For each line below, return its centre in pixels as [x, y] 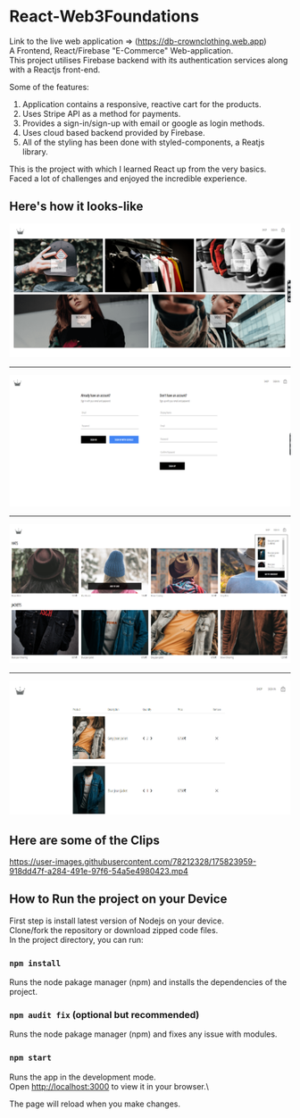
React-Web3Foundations [104, 17]
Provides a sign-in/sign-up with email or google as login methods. [143, 123]
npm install [35, 963]
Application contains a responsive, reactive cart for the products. [142, 104]
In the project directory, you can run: [76, 939]
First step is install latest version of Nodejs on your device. [117, 921]
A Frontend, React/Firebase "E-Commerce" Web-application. [121, 50]
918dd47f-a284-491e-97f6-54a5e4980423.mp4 [99, 871]
